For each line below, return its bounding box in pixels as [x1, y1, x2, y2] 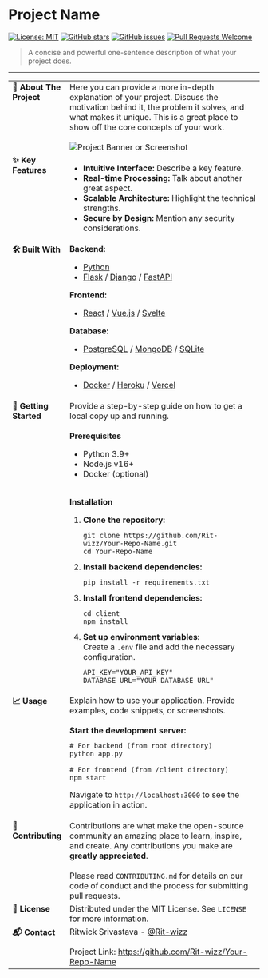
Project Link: [69, 946, 116, 957]
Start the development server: [69, 725, 187, 736]
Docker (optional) [82, 468, 149, 479]
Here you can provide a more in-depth [69, 82, 215, 93]
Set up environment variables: [82, 631, 200, 642]
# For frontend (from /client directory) [69, 765, 229, 774]
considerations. [82, 222, 141, 234]
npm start [69, 773, 107, 782]
